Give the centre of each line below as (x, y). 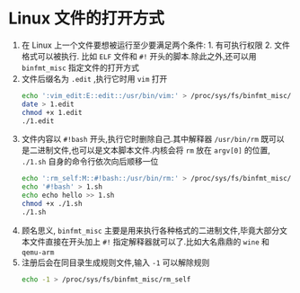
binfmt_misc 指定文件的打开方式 (80, 67)
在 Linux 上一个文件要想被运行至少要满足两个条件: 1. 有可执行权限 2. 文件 (156, 45)
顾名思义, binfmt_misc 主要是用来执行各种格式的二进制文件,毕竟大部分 (150, 230)
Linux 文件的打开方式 (87, 18)
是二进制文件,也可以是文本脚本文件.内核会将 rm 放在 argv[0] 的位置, (146, 150)
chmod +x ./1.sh (52, 204)
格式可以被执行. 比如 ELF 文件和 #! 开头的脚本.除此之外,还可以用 (139, 56)
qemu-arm (38, 253)
